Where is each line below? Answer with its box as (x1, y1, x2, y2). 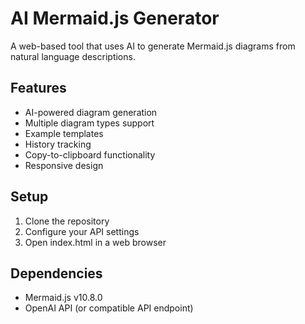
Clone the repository (24, 215, 110, 227)
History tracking (24, 138, 92, 150)
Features (10, 80, 67, 97)
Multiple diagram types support (24, 117, 155, 129)
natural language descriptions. (10, 50, 136, 62)
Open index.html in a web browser (24, 236, 167, 248)
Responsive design (24, 159, 104, 171)
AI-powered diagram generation (24, 106, 158, 118)
